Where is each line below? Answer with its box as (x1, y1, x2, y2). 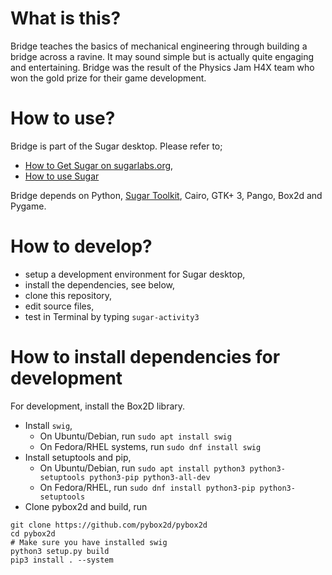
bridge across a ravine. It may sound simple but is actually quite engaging (10, 50, 315, 62)
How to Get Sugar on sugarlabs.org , (24, 159, 174, 171)
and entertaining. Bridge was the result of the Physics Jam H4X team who (10, 61, 315, 73)
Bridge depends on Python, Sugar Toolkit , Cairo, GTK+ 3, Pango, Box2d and (10, 189, 323, 201)
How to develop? (10, 235, 153, 258)
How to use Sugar (24, 170, 100, 182)
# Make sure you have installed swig (10, 537, 168, 547)
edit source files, (24, 300, 95, 312)
